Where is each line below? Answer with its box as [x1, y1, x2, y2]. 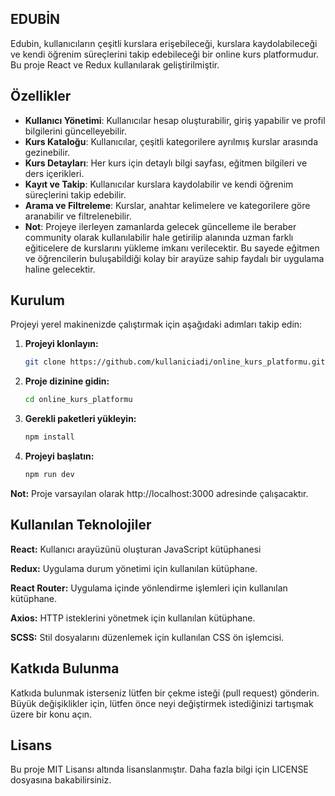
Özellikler [10, 88, 72, 105]
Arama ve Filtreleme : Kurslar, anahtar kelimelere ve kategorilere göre [24, 199, 311, 211]
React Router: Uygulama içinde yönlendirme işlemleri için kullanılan [10, 582, 288, 594]
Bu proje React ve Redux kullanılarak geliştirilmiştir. [10, 58, 220, 71]
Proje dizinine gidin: [24, 375, 110, 387]
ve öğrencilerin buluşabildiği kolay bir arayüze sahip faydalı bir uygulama [24, 252, 325, 264]
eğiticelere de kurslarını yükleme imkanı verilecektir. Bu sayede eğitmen [24, 242, 320, 254]
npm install [24, 432, 75, 442]
